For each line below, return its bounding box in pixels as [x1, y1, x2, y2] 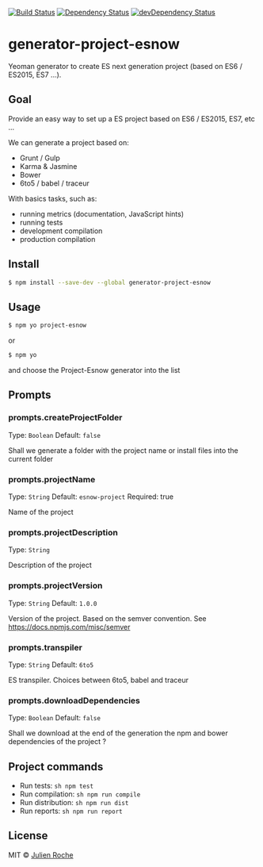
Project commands [8, 760, 104, 773]
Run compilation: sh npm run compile [19, 789, 141, 799]
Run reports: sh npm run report [19, 806, 123, 815]
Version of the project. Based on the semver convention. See [8, 613, 207, 623]
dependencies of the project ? [8, 737, 107, 746]
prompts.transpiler [8, 642, 83, 653]
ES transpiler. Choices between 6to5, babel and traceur [8, 675, 189, 685]
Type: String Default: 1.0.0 [8, 598, 97, 608]
